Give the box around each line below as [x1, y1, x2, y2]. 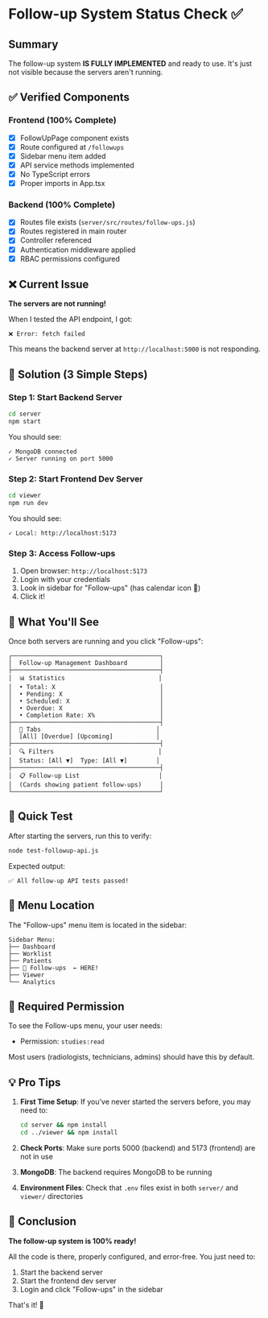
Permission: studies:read [19, 1036, 105, 1047]
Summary [8, 37, 59, 51]
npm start [8, 418, 42, 426]
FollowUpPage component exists [19, 133, 130, 143]
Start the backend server [19, 1267, 103, 1277]
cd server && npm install [19, 1121, 107, 1130]
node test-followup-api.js [8, 846, 99, 854]
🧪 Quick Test [8, 810, 73, 824]
